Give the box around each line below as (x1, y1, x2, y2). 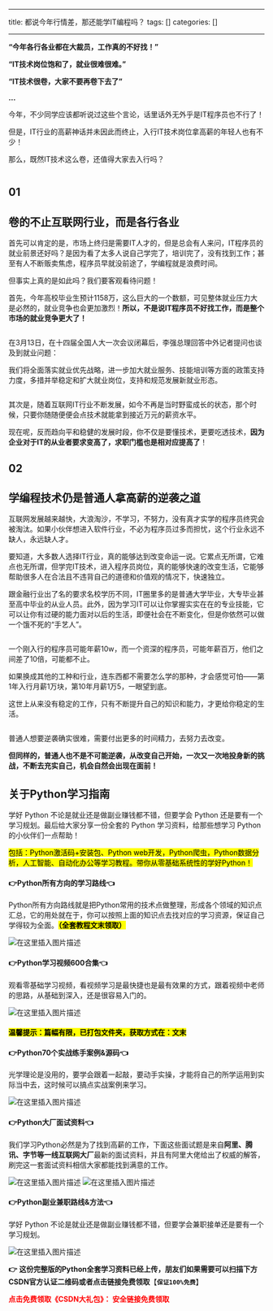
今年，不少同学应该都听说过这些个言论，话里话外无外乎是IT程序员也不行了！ (8, 110, 264, 119)
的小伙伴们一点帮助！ (8, 831, 80, 840)
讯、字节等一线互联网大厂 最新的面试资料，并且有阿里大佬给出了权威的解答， (8, 1149, 265, 1159)
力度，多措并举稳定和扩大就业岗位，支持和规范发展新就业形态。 (8, 376, 222, 385)
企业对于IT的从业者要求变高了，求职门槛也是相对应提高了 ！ (8, 437, 208, 447)
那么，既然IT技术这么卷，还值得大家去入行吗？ (8, 154, 165, 163)
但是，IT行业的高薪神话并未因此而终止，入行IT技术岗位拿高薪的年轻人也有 (8, 127, 257, 137)
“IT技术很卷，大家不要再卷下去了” (8, 76, 123, 86)
